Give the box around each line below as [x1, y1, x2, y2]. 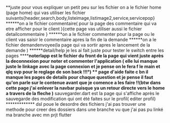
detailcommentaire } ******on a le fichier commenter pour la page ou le [6, 31, 155, 37]
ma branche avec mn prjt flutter [6, 112, 72, 118]
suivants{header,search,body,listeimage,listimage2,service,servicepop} [6, 15, 155, 21]
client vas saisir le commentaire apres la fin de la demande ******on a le [6, 36, 156, 43]
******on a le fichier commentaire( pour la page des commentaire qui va [6, 20, 157, 26]
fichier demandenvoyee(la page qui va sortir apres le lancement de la [6, 42, 151, 48]
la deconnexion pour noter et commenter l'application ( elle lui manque [6, 58, 158, 64]
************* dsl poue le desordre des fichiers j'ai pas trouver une [6, 101, 146, 107]
